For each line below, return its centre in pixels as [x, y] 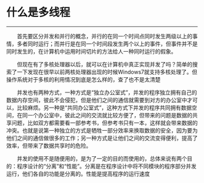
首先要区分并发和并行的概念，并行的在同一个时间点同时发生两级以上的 [105, 36]
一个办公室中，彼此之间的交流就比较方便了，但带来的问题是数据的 [110, 115]
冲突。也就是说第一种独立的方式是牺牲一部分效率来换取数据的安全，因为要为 [102, 130]
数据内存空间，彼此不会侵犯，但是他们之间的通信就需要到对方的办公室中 [97, 100]
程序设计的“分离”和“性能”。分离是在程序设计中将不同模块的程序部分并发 [107, 166]
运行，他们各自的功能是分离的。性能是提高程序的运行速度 [78, 173]
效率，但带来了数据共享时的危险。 [49, 145]
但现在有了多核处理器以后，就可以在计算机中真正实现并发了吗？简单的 [105, 64]
